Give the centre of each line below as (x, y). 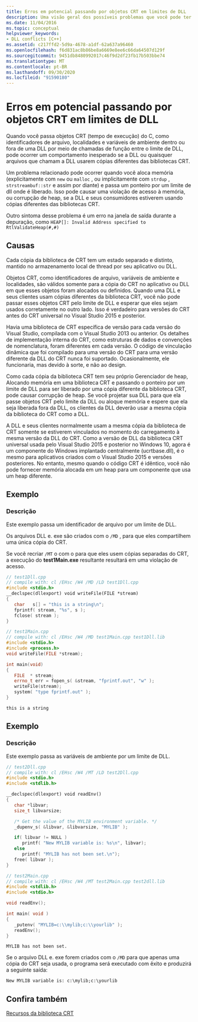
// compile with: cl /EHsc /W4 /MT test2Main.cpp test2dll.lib (86, 881)
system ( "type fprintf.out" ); (53, 692)
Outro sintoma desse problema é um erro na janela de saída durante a (91, 216)
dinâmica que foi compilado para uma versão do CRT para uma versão (92, 352)
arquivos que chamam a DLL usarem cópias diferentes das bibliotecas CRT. (98, 161)
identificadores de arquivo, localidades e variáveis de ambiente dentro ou (95, 142)
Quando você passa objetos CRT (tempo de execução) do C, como (88, 136)
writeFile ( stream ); (38, 687)
